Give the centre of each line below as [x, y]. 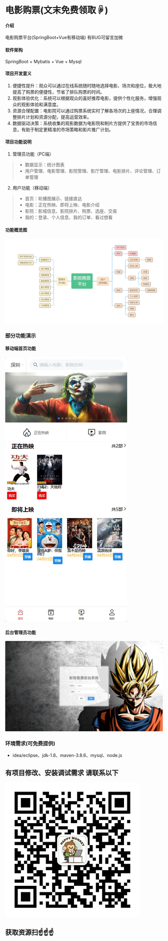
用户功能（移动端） [32, 188]
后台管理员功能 [20, 632]
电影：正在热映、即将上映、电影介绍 [62, 205]
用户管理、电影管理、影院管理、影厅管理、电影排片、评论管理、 [90, 171]
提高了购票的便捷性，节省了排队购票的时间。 [58, 92]
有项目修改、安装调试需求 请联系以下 [62, 773]
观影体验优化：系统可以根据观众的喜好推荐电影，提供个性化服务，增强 [85, 98]
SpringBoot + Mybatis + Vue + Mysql [43, 61]
